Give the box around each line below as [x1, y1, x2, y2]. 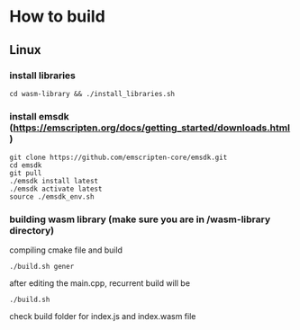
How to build [9, 6, 105, 27]
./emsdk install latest [9, 177, 99, 186]
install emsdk [9, 110, 69, 122]
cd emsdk [9, 161, 42, 170]
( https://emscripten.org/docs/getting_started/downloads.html [9, 121, 291, 134]
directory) [9, 225, 55, 237]
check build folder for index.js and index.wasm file [9, 311, 196, 322]
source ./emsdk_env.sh [9, 192, 95, 201]
